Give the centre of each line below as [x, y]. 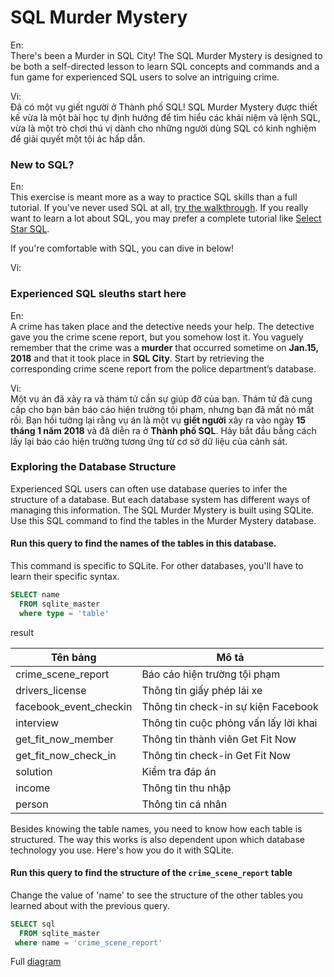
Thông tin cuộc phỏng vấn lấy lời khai [229, 723]
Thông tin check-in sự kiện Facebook [230, 706]
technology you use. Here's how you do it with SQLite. [122, 850]
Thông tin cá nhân [184, 804]
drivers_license [51, 690]
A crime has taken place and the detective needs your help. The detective [162, 326]
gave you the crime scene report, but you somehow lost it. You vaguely [157, 337]
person [32, 804]
